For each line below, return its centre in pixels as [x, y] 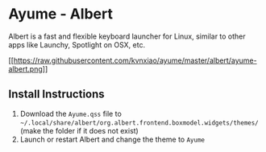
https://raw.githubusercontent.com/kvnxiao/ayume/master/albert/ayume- [135, 60]
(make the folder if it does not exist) [79, 130]
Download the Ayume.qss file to [71, 113]
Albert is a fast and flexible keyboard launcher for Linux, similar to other [127, 36]
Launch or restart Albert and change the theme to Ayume [112, 139]
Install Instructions [56, 94]
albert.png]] [28, 68]
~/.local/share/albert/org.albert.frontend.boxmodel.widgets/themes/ [139, 123]
